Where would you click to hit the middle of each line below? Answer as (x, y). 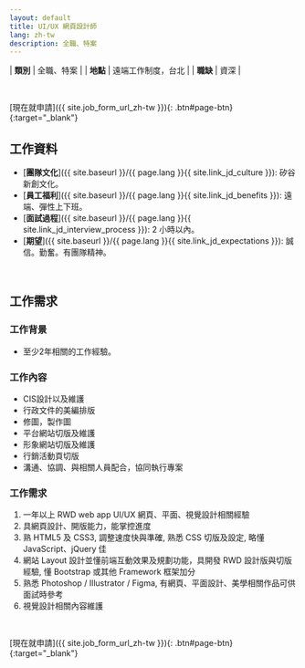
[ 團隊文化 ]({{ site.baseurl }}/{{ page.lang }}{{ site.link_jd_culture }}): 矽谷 (159, 172)
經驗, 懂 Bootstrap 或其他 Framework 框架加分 (109, 572)
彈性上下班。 (63, 207)
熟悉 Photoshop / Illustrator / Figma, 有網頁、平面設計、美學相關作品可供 (159, 583)
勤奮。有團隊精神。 (75, 253)
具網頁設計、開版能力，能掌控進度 (87, 527)
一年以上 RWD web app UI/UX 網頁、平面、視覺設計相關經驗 (136, 515)
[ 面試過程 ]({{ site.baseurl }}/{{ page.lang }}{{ (107, 218)
